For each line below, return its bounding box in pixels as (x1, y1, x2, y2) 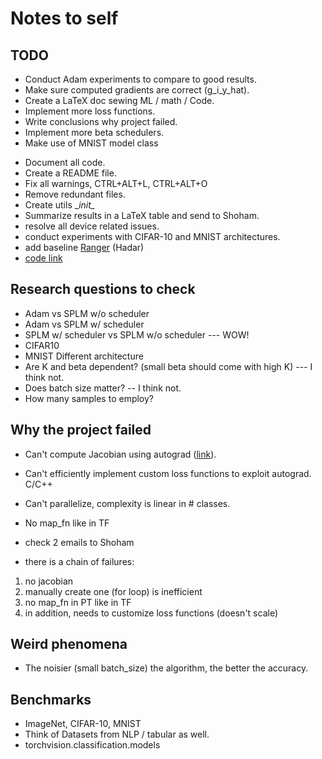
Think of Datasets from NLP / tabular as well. (24, 728, 210, 741)
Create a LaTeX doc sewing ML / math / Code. (24, 95, 215, 106)
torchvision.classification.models (24, 739, 161, 751)
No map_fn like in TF (24, 517, 110, 529)
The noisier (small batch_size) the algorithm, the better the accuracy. (24, 662, 309, 674)
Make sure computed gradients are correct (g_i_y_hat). (24, 84, 250, 96)
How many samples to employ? (24, 392, 155, 404)
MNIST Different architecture (24, 350, 144, 362)
